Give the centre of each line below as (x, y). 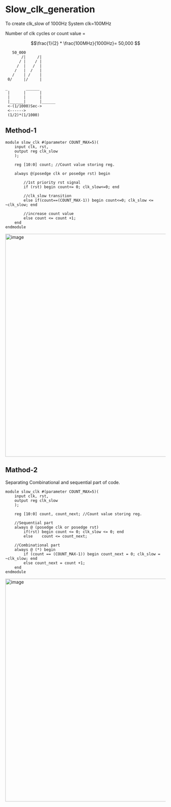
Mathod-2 (22, 470)
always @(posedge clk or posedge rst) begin (62, 173)
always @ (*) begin (35, 549)
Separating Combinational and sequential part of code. (63, 482)
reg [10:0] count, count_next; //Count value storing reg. (78, 514)
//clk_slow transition (48, 196)
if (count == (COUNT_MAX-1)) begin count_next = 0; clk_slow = (92, 554)
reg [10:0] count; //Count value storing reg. (65, 165)
